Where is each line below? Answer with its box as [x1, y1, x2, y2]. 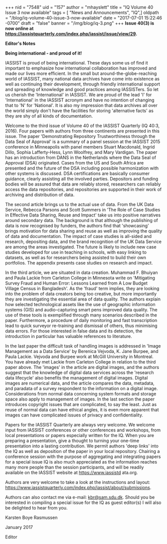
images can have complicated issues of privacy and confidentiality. [5, 412, 144, 418]
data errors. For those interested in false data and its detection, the [5, 328, 143, 334]
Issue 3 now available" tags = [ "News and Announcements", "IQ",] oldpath [5, 9, 160, 15]
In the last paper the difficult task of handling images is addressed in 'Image [5, 343, 161, 349]
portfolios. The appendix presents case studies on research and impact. [5, 260, 153, 265]
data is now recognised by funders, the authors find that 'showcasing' [5, 222, 150, 228]
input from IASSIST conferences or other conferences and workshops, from [5, 427, 161, 433]
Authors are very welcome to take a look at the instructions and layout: [5, 479, 151, 485]
